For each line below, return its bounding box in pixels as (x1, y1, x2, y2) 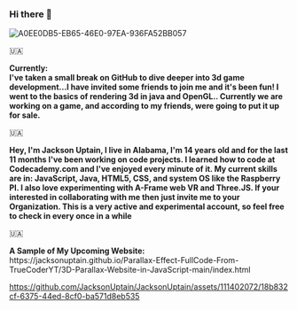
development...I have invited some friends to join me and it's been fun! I (9, 81, 279, 92)
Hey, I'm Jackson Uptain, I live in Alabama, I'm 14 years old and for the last (9, 145, 288, 156)
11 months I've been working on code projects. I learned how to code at (9, 154, 276, 165)
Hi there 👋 (9, 8, 53, 20)
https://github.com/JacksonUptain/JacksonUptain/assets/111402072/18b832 (9, 282, 288, 292)
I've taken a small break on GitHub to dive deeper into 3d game (9, 73, 246, 83)
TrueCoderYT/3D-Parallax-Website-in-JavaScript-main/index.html (9, 265, 251, 275)
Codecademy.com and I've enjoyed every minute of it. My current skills (9, 164, 277, 174)
